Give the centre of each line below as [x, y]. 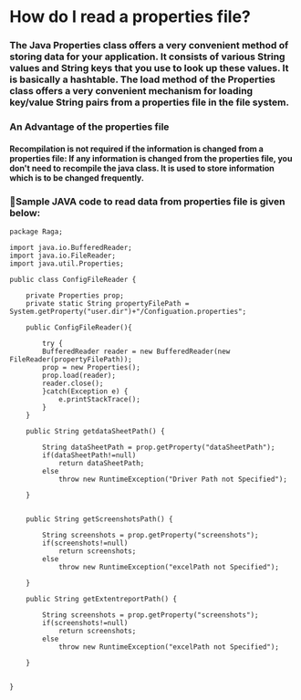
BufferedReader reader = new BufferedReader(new [136, 351]
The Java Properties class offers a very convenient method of [149, 46]
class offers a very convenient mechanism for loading [131, 91]
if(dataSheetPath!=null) [89, 455]
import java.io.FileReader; [63, 256]
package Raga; [36, 231]
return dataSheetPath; [101, 463]
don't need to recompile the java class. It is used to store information [142, 168]
